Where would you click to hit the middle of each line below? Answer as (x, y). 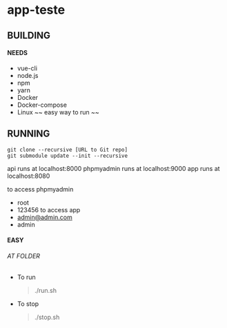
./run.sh (46, 291)
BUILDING (29, 35)
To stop (28, 304)
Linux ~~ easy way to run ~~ (58, 112)
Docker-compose (42, 105)
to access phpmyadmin (40, 189)
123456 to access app (49, 209)
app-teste (36, 10)
